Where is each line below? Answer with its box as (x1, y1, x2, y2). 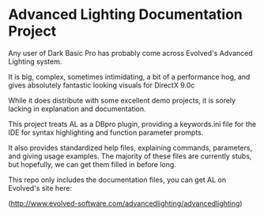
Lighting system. (8, 57, 62, 66)
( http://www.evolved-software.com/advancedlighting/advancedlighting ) (8, 199, 243, 208)
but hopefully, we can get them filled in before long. (8, 159, 176, 169)
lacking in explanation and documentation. (8, 104, 146, 114)
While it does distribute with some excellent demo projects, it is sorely (8, 95, 236, 105)
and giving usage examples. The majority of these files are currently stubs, (8, 151, 252, 161)
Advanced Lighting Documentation (8, 6, 243, 24)
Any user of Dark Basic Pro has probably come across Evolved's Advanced (8, 48, 253, 58)
